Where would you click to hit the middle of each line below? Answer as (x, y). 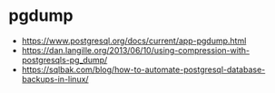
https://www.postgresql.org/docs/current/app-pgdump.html (134, 41)
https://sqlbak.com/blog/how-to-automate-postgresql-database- (143, 70)
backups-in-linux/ (55, 79)
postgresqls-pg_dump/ (64, 60)
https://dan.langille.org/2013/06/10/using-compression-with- (136, 50)
